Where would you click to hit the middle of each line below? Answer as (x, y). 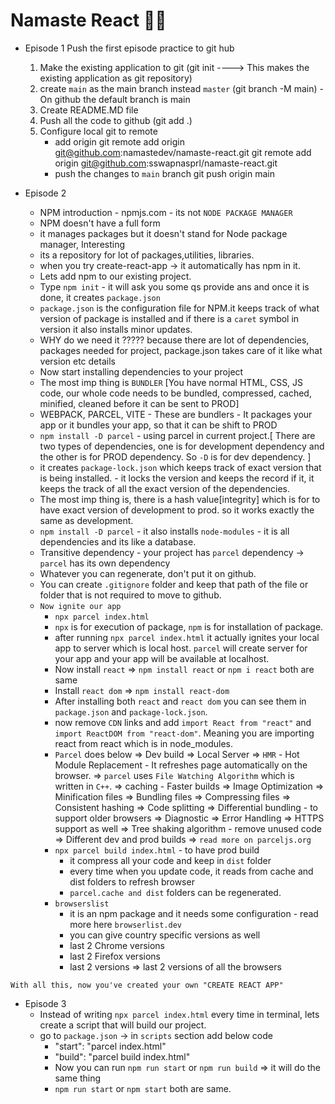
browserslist (82, 904)
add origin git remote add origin (119, 141)
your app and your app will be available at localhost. (162, 658)
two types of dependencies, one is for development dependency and (182, 446)
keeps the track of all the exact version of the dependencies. (164, 488)
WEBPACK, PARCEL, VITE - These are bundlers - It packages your (176, 414)
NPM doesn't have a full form (100, 223)
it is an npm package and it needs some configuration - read (194, 913)
